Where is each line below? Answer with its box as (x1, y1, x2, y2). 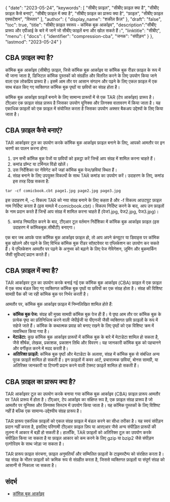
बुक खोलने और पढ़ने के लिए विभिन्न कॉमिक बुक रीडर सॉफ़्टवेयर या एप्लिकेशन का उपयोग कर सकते (5, 240, 159, 246)
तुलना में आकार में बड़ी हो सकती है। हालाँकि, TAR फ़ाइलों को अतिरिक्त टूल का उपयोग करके (5, 430, 152, 436)
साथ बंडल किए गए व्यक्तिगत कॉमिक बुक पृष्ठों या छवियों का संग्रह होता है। (5, 84, 120, 90)
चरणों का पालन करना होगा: (5, 145, 49, 151)
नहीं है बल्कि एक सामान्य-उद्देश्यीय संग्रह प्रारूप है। (5, 408, 82, 414)
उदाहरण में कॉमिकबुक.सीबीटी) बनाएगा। (12, 224, 76, 230)
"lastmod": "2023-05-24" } (5, 39, 62, 45)
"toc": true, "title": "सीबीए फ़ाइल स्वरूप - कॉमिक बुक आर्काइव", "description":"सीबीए (5, 22, 157, 28)
